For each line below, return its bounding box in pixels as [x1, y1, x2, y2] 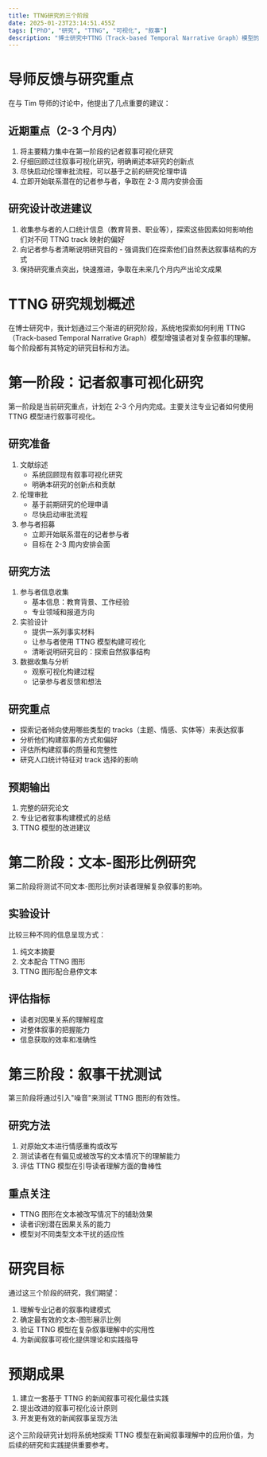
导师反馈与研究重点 [8, 71, 134, 88]
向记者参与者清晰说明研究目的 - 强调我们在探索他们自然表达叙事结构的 [19, 244, 250, 254]
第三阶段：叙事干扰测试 [8, 1065, 162, 1083]
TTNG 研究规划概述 [8, 295, 135, 313]
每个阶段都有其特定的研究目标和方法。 [8, 343, 133, 353]
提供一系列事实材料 [31, 627, 95, 637]
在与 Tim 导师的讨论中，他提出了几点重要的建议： [8, 99, 171, 108]
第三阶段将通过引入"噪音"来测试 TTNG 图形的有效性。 [8, 1093, 184, 1103]
